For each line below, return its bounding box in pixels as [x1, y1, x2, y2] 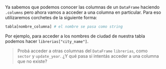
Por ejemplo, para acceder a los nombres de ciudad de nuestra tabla [5, 33, 145, 39]
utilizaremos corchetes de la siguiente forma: [5, 15, 98, 20]
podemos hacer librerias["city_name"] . [5, 38, 89, 44]
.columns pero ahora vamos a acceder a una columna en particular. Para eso [5, 9, 161, 15]
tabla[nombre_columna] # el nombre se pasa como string [5, 24, 123, 29]
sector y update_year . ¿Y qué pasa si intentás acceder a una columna [17, 53, 160, 59]
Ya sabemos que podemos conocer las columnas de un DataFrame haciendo [5, 4, 160, 10]
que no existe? [17, 58, 48, 64]
